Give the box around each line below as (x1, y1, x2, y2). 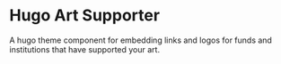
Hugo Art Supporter (9, 5, 160, 26)
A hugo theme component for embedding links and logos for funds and (9, 35, 272, 45)
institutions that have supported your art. (9, 44, 160, 54)
